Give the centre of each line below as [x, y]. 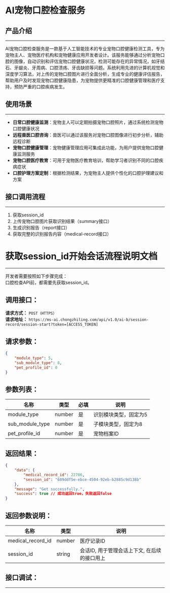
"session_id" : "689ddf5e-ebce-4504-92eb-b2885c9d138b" [82, 480]
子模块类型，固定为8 [118, 424]
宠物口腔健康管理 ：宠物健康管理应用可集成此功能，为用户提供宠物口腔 [86, 147]
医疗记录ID [92, 541]
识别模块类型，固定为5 [120, 415]
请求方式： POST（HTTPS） [31, 313]
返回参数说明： [29, 516]
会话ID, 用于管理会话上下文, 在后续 [121, 550]
